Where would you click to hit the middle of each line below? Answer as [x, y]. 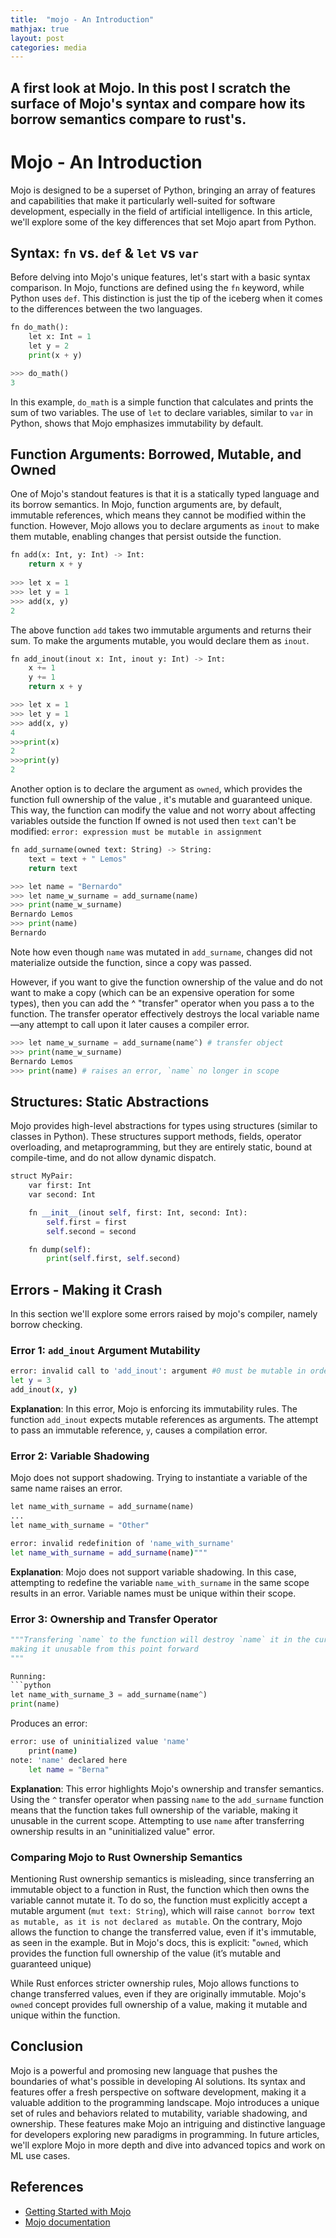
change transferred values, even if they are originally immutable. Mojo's [158, 1993]
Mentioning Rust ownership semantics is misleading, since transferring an [162, 1878]
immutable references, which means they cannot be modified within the [158, 515]
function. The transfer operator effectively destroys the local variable [152, 1013]
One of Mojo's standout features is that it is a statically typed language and [165, 494]
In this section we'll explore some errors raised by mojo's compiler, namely [164, 1314]
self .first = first [87, 1222]
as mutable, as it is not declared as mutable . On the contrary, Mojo [156, 1921]
